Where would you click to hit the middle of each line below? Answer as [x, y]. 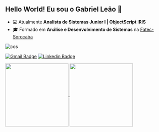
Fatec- [147, 29]
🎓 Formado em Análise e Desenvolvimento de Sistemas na [76, 29]
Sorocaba [23, 36]
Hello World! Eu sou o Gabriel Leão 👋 [64, 9]
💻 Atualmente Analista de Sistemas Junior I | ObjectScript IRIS [79, 22]
